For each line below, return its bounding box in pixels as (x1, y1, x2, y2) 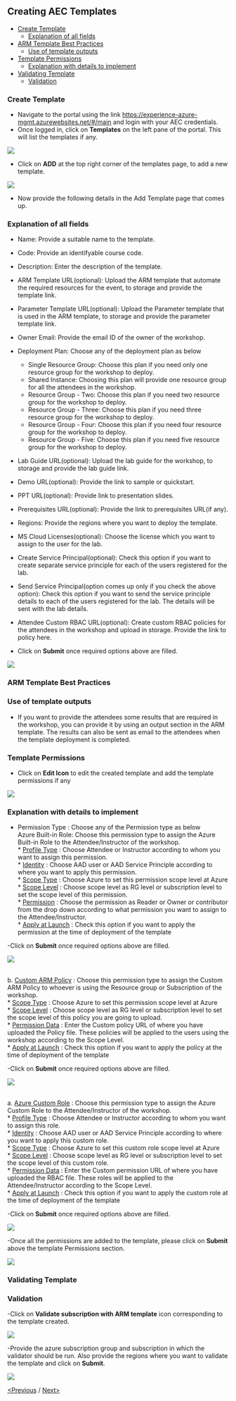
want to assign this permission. (17, 853, 107, 862)
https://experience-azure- (122, 111, 198, 119)
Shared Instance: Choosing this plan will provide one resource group (27, 376, 227, 384)
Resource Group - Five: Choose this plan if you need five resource (27, 436, 220, 444)
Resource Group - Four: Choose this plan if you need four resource (27, 421, 222, 429)
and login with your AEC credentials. (112, 118, 218, 126)
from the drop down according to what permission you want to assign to (17, 906, 227, 914)
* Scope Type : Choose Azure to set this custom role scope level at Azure (7, 1144, 220, 1152)
